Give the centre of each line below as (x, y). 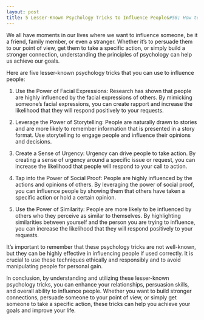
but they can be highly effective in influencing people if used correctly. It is (100, 253)
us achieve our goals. (33, 61)
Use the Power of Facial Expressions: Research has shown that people (103, 91)
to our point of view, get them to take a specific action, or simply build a (96, 48)
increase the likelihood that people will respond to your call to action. (101, 166)
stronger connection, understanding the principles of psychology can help (99, 54)
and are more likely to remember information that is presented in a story (105, 128)
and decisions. (33, 141)
